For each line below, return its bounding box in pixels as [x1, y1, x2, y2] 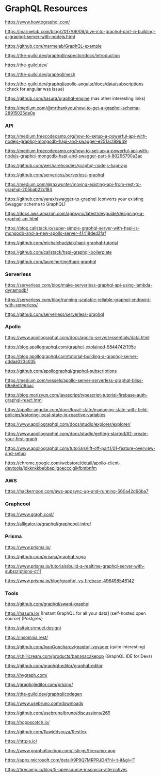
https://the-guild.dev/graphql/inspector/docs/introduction [5, 52, 120, 58]
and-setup [5, 450, 26, 456]
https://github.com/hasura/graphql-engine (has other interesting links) [5, 95, 145, 101]
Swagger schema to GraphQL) [5, 201, 66, 207]
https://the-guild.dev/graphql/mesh [5, 71, 76, 77]
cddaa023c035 [5, 359, 36, 364]
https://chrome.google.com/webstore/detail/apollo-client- [5, 460, 121, 466]
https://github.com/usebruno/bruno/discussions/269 [5, 710, 111, 716]
